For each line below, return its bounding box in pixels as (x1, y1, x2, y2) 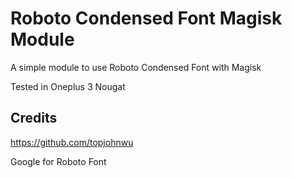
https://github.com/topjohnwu (10, 136, 134, 148)
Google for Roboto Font (10, 155, 107, 167)
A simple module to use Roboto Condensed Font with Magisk (10, 61, 262, 73)
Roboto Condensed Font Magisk (10, 7, 283, 30)
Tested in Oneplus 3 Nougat (10, 80, 126, 92)
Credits (10, 110, 58, 127)
